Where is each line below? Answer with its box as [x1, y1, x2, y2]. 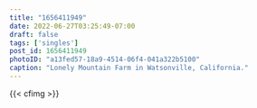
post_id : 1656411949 [9, 47, 88, 56]
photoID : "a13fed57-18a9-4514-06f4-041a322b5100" [9, 55, 201, 64]
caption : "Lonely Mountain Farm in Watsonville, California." [9, 64, 249, 73]
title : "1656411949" [9, 13, 88, 22]
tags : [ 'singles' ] [9, 38, 79, 48]
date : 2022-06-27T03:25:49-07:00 [9, 22, 136, 31]
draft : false [9, 30, 59, 39]
